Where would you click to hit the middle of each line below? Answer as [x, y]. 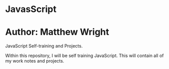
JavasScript [31, 9]
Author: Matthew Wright [57, 32]
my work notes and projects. [35, 61]
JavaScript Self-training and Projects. [44, 46]
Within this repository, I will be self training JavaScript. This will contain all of [85, 55]
